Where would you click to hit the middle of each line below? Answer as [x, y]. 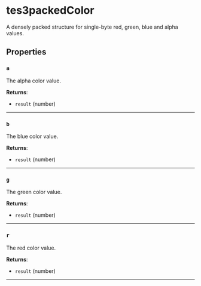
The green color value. [34, 192]
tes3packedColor [50, 10]
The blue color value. [32, 136]
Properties [26, 52]
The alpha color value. [34, 81]
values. [15, 33]
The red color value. [31, 248]
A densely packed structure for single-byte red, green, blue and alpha [92, 27]
